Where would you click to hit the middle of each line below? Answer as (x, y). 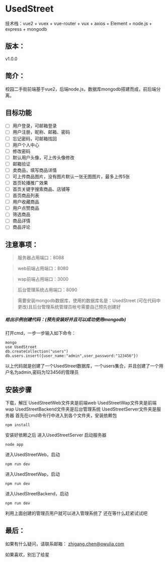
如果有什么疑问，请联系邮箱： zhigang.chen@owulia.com (65, 544)
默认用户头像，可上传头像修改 (43, 158)
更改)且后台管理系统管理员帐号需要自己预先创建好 (69, 307)
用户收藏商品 (26, 202)
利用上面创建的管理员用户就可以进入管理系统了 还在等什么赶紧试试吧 (76, 514)
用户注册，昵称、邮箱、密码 (41, 132)
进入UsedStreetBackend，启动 (37, 494)
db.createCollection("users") (37, 351)
